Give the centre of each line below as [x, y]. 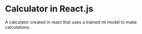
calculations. [18, 27]
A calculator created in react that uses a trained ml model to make [71, 22]
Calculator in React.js [49, 9]
